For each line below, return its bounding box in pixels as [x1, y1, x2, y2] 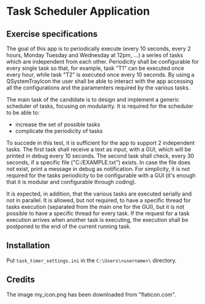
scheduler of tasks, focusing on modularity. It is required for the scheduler [6, 102, 194, 110]
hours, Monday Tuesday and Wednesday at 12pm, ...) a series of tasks [6, 51, 184, 59]
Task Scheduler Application [6, 4, 150, 18]
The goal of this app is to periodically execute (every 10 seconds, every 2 [6, 45, 191, 52]
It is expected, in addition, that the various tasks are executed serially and [6, 190, 192, 197]
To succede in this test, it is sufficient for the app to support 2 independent [6, 139, 195, 146]
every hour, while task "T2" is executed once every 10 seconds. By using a [6, 71, 195, 78]
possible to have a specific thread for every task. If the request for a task [6, 210, 190, 217]
